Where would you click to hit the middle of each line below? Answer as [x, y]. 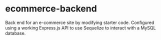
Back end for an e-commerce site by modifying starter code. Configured [80, 22]
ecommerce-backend [51, 9]
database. [15, 33]
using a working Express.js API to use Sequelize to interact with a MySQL [80, 27]
